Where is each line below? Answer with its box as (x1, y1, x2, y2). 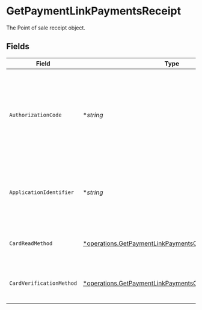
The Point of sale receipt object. (6, 24, 86, 31)
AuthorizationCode (9, 111, 62, 118)
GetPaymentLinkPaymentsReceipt (6, 4, 182, 18)
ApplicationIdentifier (9, 189, 74, 196)
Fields (6, 41, 30, 52)
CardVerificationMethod (9, 279, 78, 287)
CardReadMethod (9, 240, 53, 247)
